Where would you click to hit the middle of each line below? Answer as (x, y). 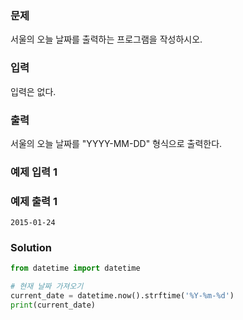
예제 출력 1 (34, 201)
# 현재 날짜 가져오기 (47, 287)
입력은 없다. (33, 91)
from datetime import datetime (75, 268)
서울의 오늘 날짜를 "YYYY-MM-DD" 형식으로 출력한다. (116, 143)
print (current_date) (53, 305)
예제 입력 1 (34, 172)
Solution (31, 248)
